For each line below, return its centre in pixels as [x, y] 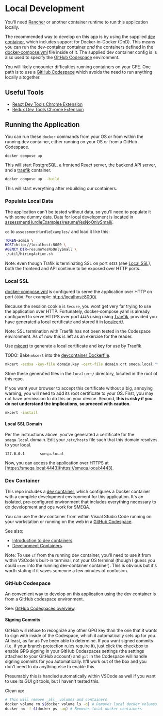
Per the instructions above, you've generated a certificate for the [70, 435]
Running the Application [42, 125]
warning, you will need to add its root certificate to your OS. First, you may [79, 393]
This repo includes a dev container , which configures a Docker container [78, 491]
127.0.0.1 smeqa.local [34, 454]
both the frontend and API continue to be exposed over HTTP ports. [73, 269]
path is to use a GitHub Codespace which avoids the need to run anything [79, 72]
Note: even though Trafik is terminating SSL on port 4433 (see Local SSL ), [78, 263]
